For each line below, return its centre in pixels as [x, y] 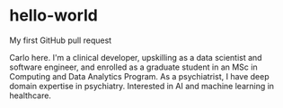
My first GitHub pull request [61, 40]
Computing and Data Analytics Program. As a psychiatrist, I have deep [139, 76]
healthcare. [31, 96]
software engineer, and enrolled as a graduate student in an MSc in [133, 67]
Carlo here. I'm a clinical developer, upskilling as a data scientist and [136, 57]
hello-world [54, 16]
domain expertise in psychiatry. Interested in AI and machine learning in [142, 86]
